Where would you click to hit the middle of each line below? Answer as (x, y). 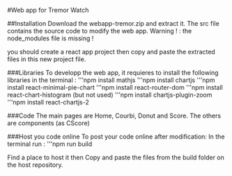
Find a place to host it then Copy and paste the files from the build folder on (116, 157)
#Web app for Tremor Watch (48, 10)
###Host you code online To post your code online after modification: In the (116, 136)
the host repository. (36, 165)
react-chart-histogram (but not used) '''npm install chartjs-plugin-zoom (110, 95)
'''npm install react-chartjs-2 (48, 102)
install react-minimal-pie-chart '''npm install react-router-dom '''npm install (115, 87)
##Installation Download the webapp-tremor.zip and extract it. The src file (113, 23)
